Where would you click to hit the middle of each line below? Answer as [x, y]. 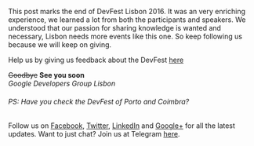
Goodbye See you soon [46, 75]
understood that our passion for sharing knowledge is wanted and [115, 28]
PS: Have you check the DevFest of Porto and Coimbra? [99, 101]
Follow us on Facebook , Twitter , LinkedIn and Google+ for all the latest [122, 126]
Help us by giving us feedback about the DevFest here [96, 60]
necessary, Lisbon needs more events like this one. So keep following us [125, 36]
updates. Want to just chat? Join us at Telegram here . [94, 134]
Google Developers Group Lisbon [62, 83]
